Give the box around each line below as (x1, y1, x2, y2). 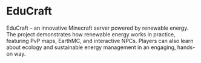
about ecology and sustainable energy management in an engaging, (6, 44, 176, 51)
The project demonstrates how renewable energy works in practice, (6, 30, 176, 38)
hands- (177, 44, 196, 51)
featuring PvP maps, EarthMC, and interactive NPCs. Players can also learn (6, 37, 194, 44)
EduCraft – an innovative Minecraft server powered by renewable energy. (6, 24, 189, 31)
